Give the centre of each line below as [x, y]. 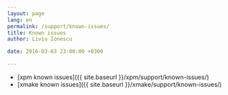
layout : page [26, 13]
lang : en [20, 20]
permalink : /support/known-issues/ [58, 26]
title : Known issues [37, 33]
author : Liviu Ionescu [40, 39]
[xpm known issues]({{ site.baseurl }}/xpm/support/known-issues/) [113, 77]
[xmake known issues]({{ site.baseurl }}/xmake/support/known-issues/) [120, 84]
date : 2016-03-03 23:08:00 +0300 [55, 52]
